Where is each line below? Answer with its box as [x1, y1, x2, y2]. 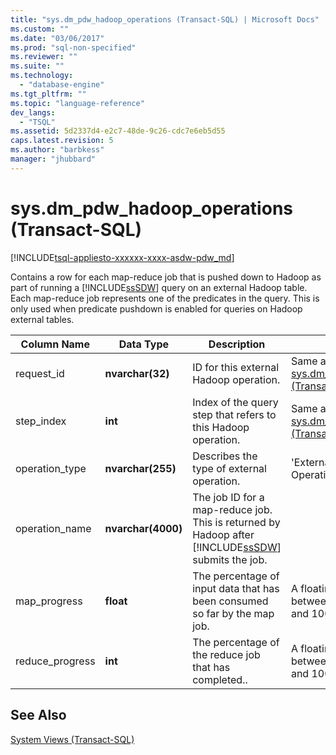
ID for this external [192, 360, 280, 374]
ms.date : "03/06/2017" [10, 33, 105, 43]
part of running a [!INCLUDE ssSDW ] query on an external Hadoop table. [10, 281, 308, 293]
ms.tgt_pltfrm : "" [10, 89, 87, 99]
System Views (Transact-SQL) [10, 733, 135, 745]
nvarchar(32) [104, 366, 170, 380]
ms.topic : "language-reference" [10, 98, 145, 108]
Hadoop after [192, 527, 255, 541]
